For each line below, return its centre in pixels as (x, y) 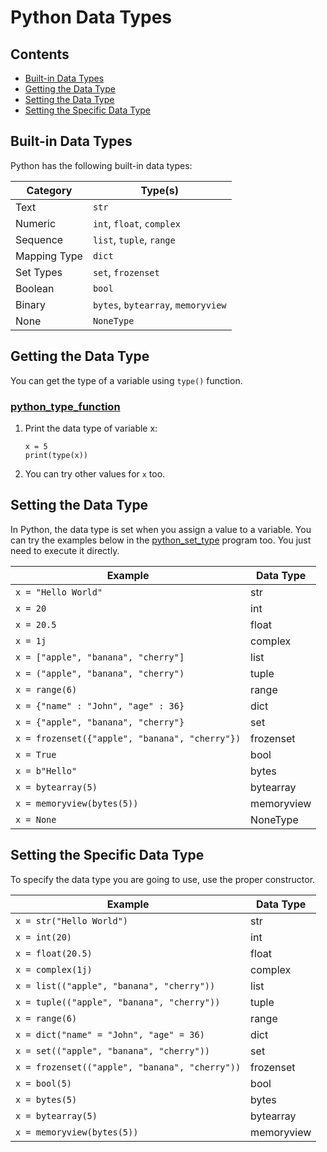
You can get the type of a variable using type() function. (126, 380)
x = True (36, 754)
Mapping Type (49, 256)
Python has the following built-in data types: (101, 165)
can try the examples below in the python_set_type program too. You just (161, 540)
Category (49, 190)
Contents (40, 54)
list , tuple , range (134, 239)
